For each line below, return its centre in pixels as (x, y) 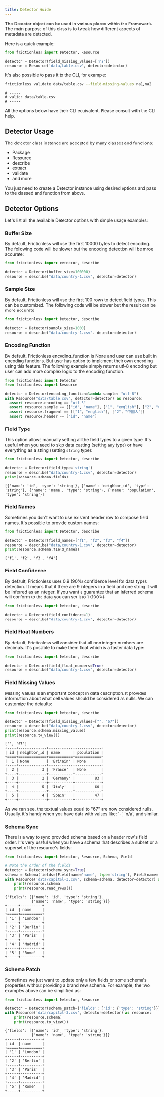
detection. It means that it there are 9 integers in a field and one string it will (81, 586)
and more (22, 178)
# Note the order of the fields (38, 866)
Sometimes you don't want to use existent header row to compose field (77, 517)
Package (21, 152)
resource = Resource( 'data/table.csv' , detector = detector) (66, 66)
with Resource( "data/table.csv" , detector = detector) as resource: (74, 398)
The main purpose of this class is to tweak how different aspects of (73, 29)
